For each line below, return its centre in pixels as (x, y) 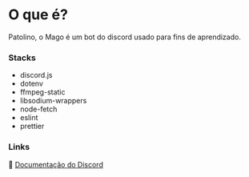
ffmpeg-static (42, 92)
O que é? (38, 15)
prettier (32, 127)
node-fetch (38, 109)
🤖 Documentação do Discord (56, 164)
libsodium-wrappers (53, 101)
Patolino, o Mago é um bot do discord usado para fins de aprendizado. (125, 37)
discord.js (36, 75)
